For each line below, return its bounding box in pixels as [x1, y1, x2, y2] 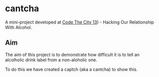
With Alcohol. [5, 24, 32, 30]
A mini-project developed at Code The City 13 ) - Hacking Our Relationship [5, 19, 154, 25]
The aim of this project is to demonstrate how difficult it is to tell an [5, 51, 140, 57]
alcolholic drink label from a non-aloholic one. [5, 57, 97, 63]
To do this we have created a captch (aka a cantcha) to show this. [5, 66, 138, 72]
